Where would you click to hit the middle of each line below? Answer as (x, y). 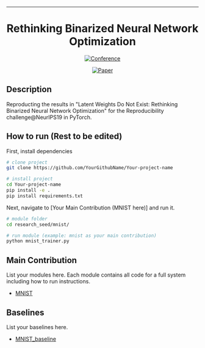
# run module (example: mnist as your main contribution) (81, 236)
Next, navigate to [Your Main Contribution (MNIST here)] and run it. (91, 208)
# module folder (27, 219)
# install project (30, 179)
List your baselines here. (37, 327)
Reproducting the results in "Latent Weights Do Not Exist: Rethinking (92, 104)
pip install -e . (28, 190)
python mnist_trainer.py (38, 241)
